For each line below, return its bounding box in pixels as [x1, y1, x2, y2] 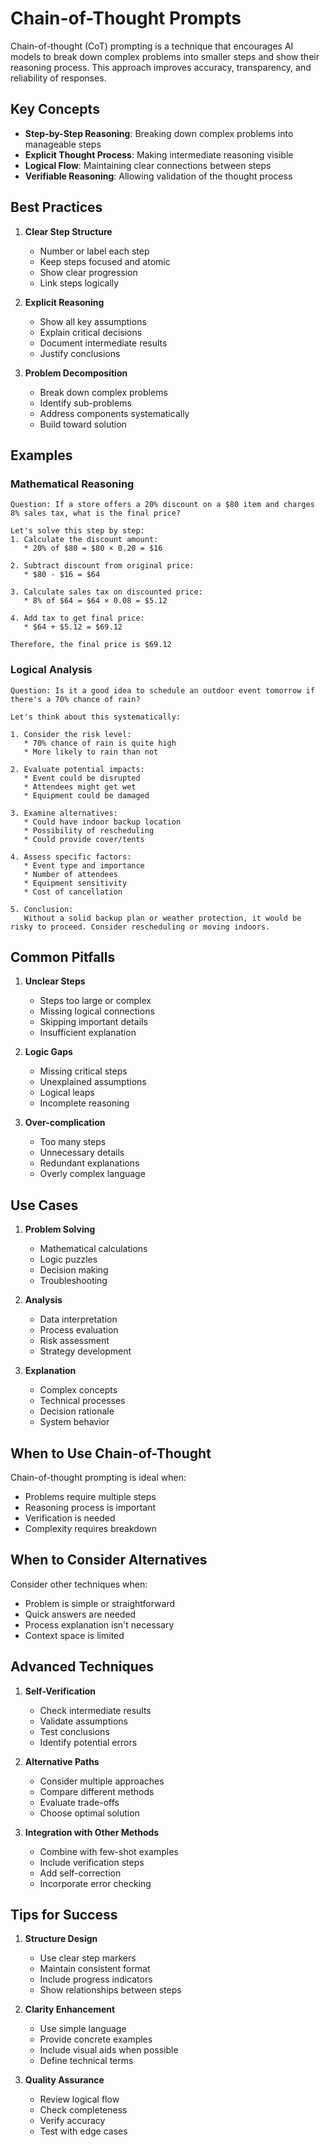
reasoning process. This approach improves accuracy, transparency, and [10, 61, 312, 73]
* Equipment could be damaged [23, 790, 150, 801]
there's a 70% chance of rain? [10, 694, 141, 704]
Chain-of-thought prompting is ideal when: [10, 1471, 187, 1483]
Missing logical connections [39, 1005, 155, 1017]
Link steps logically [39, 277, 120, 289]
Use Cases [10, 1197, 79, 1214]
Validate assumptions [39, 1715, 128, 1727]
